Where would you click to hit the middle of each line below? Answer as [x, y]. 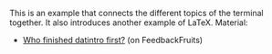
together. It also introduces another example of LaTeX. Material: [129, 22]
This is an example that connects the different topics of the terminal [136, 13]
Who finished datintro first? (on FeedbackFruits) [113, 40]
